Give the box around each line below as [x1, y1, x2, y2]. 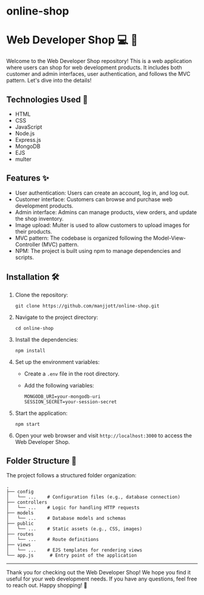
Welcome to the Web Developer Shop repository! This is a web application [6, 58, 192, 65]
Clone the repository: [15, 291, 69, 298]
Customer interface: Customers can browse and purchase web [15, 195, 173, 203]
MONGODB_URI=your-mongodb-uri [24, 393, 101, 400]
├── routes [6, 531, 34, 537]
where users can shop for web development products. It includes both [6, 64, 182, 71]
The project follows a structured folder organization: [6, 472, 137, 479]
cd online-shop [15, 325, 54, 331]
